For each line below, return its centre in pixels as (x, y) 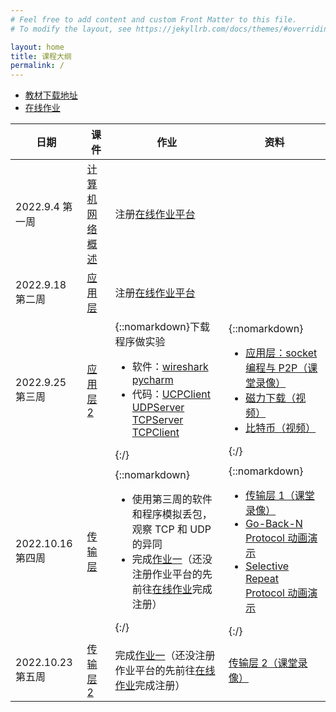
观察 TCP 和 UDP (171, 529)
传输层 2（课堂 (263, 663)
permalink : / (37, 66)
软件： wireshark (170, 367)
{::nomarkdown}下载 (162, 327)
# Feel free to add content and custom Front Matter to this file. (154, 19)
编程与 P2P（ (276, 368)
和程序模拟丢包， (172, 514)
